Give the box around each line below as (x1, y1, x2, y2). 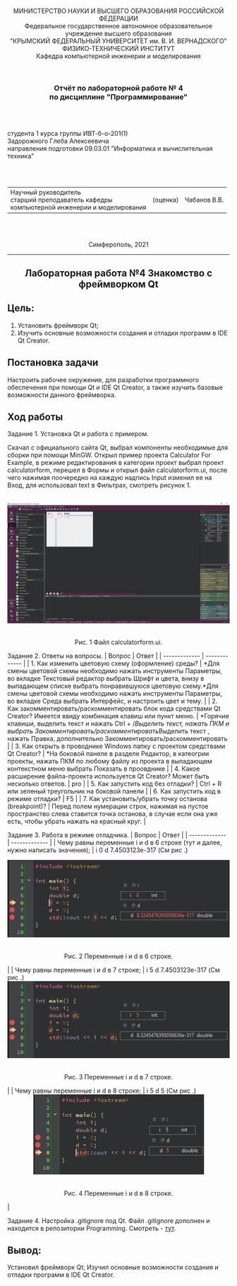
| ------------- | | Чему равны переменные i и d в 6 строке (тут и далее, (7, 839, 222, 847)
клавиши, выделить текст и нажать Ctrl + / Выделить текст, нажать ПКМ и (7, 719, 230, 728)
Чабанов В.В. (184, 195, 224, 205)
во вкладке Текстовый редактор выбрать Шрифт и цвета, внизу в (7, 674, 205, 683)
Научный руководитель (10, 188, 81, 197)
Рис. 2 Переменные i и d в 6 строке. (63, 952, 174, 960)
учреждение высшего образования (65, 29, 172, 38)
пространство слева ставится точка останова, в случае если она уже (7, 810, 218, 818)
